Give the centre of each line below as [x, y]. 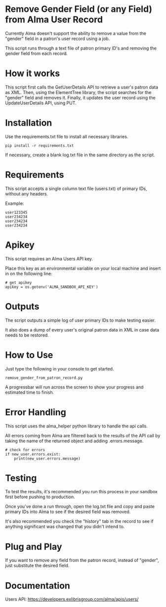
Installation [29, 123]
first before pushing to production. [40, 497]
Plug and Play [34, 546]
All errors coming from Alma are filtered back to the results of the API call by [83, 435]
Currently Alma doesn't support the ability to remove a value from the [76, 33]
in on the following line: [29, 274]
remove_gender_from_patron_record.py [44, 378]
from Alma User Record [54, 20]
